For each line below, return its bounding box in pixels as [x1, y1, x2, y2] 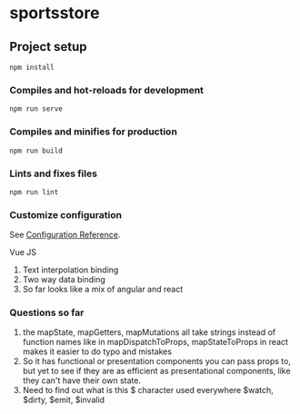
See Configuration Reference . [9, 230, 121, 241]
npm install [9, 63, 55, 72]
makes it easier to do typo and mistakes [22, 346, 173, 357]
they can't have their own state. [22, 375, 141, 386]
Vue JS [9, 247, 37, 258]
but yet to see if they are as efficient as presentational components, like [22, 366, 291, 377]
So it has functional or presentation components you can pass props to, [22, 356, 291, 367]
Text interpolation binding [22, 264, 119, 275]
